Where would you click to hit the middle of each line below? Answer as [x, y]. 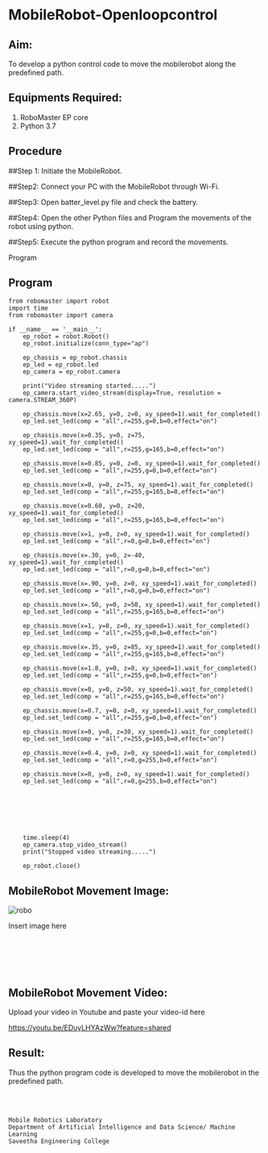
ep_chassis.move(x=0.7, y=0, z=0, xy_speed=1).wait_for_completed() [140, 711]
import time [28, 308]
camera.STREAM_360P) [43, 400]
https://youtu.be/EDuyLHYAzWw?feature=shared [90, 1028]
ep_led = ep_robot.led [61, 365]
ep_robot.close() [52, 866]
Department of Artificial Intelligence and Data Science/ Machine [122, 1127]
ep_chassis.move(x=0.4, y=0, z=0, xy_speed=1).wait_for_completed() [140, 753]
